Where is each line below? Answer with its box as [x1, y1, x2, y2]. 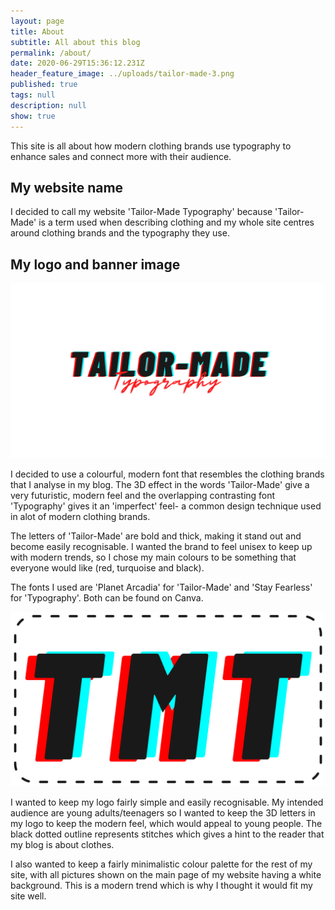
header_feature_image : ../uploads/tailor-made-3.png [10, 69, 235, 79]
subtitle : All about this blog [10, 37, 141, 47]
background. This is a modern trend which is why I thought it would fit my [10, 880, 313, 892]
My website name [10, 179, 124, 196]
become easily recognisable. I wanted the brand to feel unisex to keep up [10, 540, 313, 552]
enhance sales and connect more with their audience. [10, 150, 232, 162]
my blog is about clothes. [10, 839, 115, 851]
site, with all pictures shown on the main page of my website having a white [10, 869, 322, 881]
